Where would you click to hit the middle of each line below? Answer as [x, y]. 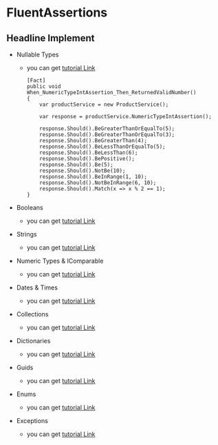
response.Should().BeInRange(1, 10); [93, 177]
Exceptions [32, 421]
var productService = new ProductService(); [104, 105]
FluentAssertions [57, 13]
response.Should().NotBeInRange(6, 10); [98, 183]
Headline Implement [51, 38]
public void [44, 87]
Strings [26, 234]
